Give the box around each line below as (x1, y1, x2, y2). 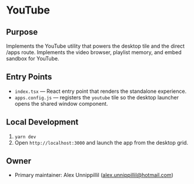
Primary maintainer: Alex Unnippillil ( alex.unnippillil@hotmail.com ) (14, 172, 173, 179)
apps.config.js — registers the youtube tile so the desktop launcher (14, 93, 179, 101)
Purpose (6, 27, 38, 37)
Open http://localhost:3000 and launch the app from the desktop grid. (14, 139, 189, 146)
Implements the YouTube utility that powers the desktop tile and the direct (6, 42, 185, 49)
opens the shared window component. (14, 100, 108, 107)
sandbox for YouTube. (6, 55, 60, 62)
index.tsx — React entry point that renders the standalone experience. (14, 88, 187, 95)
